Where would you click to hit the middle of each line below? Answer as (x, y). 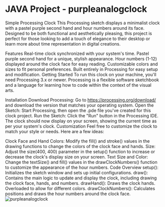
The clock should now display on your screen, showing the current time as (81, 121)
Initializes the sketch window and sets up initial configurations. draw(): (77, 172)
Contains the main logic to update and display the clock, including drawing (81, 178)
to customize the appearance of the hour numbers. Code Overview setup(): (82, 167)
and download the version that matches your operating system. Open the (80, 105)
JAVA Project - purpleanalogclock (76, 9)
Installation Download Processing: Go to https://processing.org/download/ (81, 100)
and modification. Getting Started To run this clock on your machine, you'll (81, 74)
